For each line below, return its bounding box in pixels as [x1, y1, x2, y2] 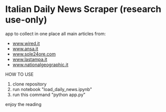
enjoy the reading [5, 101, 42, 107]
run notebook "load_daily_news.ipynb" [12, 86, 92, 92]
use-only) [5, 14, 47, 25]
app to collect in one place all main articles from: [5, 30, 106, 36]
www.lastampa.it [12, 56, 48, 62]
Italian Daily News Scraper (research [5, 3, 162, 15]
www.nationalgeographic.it [12, 61, 69, 67]
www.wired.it [12, 40, 40, 46]
